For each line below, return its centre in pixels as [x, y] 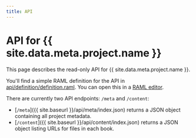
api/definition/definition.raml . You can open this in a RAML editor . [85, 87]
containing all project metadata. [53, 116]
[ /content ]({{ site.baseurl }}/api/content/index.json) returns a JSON [96, 122]
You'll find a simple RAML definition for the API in [66, 80]
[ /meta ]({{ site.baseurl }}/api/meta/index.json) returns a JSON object [97, 110]
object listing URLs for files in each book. [64, 128]
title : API [19, 11]
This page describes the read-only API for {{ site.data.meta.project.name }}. [98, 69]
